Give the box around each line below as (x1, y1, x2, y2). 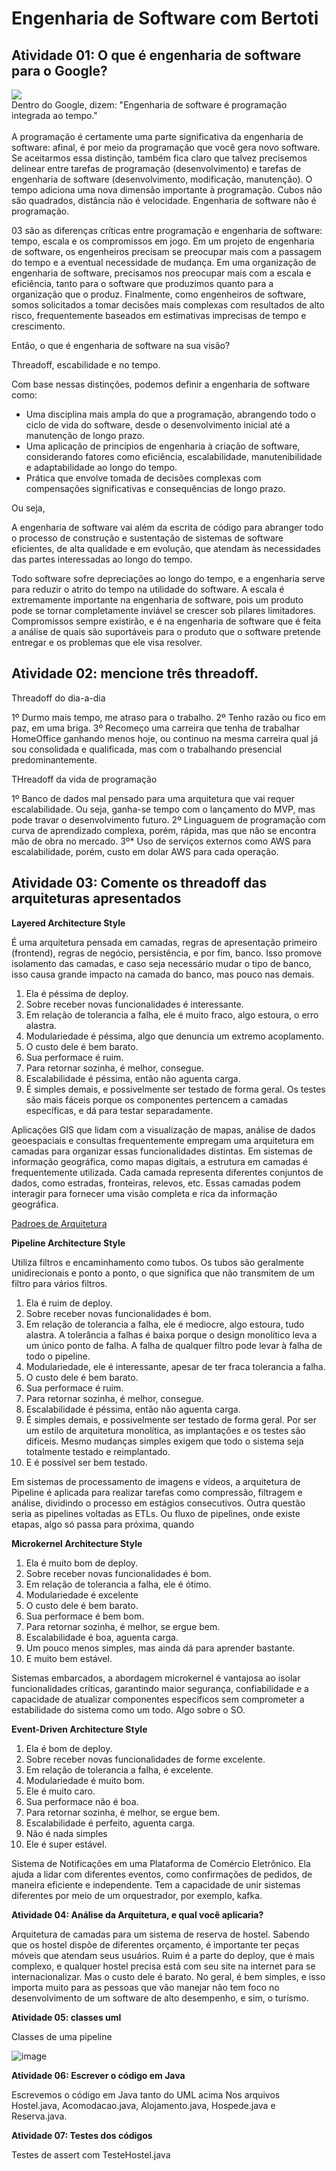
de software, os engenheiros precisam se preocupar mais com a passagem (11, 246, 322, 257)
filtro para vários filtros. (11, 1277, 108, 1289)
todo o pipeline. (25, 1350, 91, 1362)
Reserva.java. (11, 2110, 68, 2122)
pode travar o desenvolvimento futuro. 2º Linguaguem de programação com (11, 813, 326, 826)
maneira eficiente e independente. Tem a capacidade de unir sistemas (11, 1878, 301, 1891)
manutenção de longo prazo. (25, 430, 145, 441)
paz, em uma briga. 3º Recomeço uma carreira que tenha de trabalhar (11, 722, 301, 734)
